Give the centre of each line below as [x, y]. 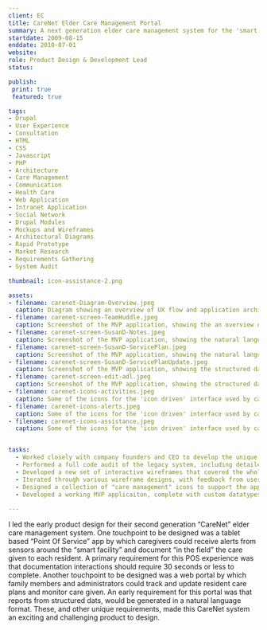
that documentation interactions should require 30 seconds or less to [121, 567]
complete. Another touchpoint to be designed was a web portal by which [128, 575]
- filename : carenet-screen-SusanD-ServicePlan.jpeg [97, 347]
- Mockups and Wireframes [51, 229]
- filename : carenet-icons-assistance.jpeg [81, 421]
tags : [17, 111]
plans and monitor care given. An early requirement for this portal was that [130, 592]
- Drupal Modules [37, 222]
